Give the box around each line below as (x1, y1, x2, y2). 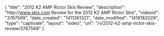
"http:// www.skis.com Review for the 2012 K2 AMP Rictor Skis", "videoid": (5, 9, 159, 15)
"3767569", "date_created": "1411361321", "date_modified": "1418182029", (5, 15, 159, 20)
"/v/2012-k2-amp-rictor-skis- (95, 20, 157, 26)
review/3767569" (5, 25, 41, 31)
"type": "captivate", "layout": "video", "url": (5, 20, 94, 26)
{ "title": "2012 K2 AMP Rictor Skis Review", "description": (5, 4, 125, 10)
